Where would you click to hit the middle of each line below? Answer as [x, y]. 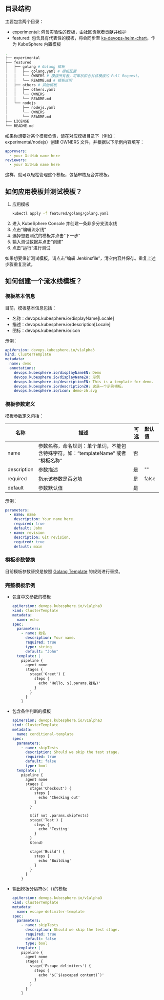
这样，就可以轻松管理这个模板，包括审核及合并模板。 [59, 175]
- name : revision [27, 533]
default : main [28, 546]
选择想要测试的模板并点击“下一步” [46, 235]
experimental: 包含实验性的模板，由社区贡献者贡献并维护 [69, 32]
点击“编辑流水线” [29, 229]
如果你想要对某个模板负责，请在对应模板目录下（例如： [61, 136]
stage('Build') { [47, 851]
